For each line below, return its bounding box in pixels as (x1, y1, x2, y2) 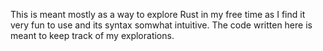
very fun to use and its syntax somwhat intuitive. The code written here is (10, 19, 313, 31)
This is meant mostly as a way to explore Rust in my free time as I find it (10, 9, 306, 20)
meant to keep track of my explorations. (10, 30, 175, 41)
